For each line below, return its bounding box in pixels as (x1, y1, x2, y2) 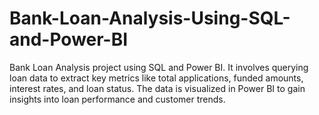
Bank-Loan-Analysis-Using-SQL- (9, 7, 291, 30)
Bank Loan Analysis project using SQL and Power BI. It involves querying (9, 61, 309, 73)
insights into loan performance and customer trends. (9, 93, 226, 105)
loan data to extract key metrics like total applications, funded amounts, (9, 72, 304, 84)
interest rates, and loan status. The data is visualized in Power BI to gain (9, 82, 306, 94)
